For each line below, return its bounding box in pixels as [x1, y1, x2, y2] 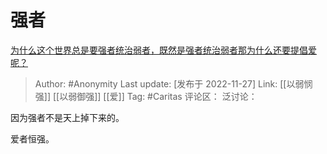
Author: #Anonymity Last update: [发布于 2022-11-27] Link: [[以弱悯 [34, 77, 313, 90]
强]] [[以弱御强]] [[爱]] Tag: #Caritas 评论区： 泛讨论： [34, 90, 258, 102]
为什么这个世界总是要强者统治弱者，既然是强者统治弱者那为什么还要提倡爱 [10, 44, 317, 56]
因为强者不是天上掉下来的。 [10, 111, 125, 123]
